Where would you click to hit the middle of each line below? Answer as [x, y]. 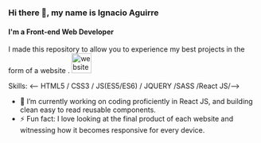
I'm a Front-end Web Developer [61, 32]
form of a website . [39, 71]
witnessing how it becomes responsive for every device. [112, 130]
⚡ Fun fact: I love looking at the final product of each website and [127, 119]
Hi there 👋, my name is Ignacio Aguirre [84, 13]
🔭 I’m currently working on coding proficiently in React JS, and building [136, 102]
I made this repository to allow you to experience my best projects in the [127, 49]
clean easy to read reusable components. [88, 110]
